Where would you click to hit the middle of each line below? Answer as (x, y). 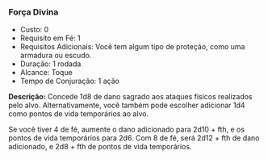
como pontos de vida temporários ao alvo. (79, 114)
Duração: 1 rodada (50, 64)
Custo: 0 (34, 30)
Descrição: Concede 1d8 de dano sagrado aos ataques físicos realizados (130, 97)
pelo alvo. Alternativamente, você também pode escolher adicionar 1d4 (127, 105)
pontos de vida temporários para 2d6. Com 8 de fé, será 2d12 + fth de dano (134, 138)
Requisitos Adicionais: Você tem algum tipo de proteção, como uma (132, 47)
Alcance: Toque (46, 73)
